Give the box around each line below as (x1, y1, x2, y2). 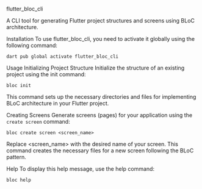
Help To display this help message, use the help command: (6, 165, 154, 173)
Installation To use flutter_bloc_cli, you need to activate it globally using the (6, 35, 195, 42)
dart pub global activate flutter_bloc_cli (6, 54, 119, 60)
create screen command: (6, 118, 70, 125)
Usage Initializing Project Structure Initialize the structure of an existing (6, 64, 185, 71)
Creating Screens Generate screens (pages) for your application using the (6, 112, 193, 118)
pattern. (6, 154, 26, 160)
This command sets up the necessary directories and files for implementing (6, 93, 197, 100)
